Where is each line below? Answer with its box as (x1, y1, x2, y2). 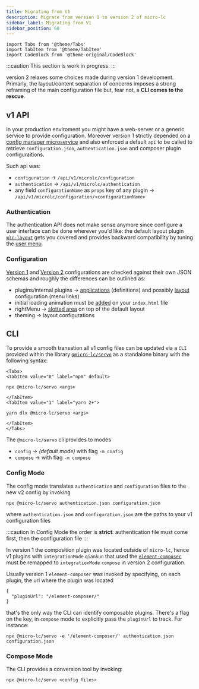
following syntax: (6, 357, 48, 364)
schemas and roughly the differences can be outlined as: (6, 274, 146, 282)
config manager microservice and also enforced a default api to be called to (6, 138, 193, 146)
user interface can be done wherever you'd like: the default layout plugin (6, 227, 184, 235)
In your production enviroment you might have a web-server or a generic (6, 126, 185, 133)
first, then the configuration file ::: (6, 535, 88, 542)
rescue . (6, 93, 26, 100)
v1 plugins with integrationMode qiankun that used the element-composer (6, 552, 182, 560)
